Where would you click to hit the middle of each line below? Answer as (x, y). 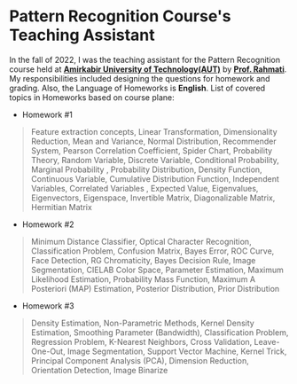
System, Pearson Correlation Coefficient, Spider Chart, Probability (152, 150)
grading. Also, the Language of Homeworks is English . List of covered (137, 88)
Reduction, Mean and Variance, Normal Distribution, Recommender (153, 141)
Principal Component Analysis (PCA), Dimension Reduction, (140, 360)
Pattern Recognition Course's (120, 16)
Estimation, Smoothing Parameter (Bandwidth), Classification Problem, (160, 332)
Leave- (267, 341)
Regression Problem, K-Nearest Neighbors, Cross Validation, (141, 341)
